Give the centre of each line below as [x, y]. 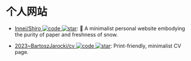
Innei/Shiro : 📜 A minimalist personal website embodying [100, 28]
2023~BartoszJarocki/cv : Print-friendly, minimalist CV [98, 46]
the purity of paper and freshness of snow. [66, 34]
